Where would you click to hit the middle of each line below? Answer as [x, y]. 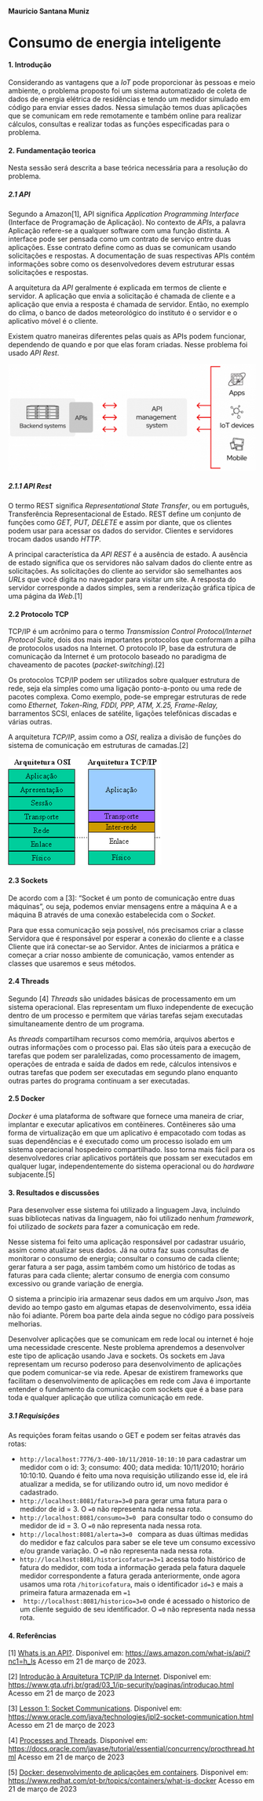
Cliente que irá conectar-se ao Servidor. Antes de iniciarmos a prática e [124, 946]
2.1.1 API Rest [30, 486]
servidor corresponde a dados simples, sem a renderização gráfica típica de [132, 588]
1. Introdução [30, 65]
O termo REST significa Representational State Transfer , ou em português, [129, 506]
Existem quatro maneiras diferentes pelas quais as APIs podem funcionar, [127, 336]
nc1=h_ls [22, 1661]
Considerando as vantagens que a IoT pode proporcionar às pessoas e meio [132, 82]
